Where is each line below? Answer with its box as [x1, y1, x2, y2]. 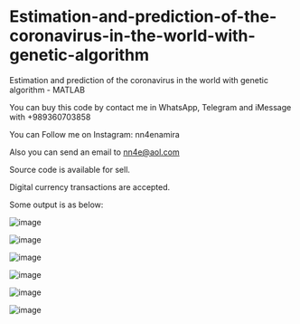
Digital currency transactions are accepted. [9, 181, 171, 192]
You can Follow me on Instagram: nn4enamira [9, 129, 181, 139]
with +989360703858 [9, 111, 91, 122]
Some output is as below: [9, 199, 104, 210]
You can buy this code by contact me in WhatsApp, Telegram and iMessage [9, 101, 292, 112]
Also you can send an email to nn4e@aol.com [9, 147, 180, 157]
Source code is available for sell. [9, 164, 131, 175]
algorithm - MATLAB [9, 84, 86, 95]
